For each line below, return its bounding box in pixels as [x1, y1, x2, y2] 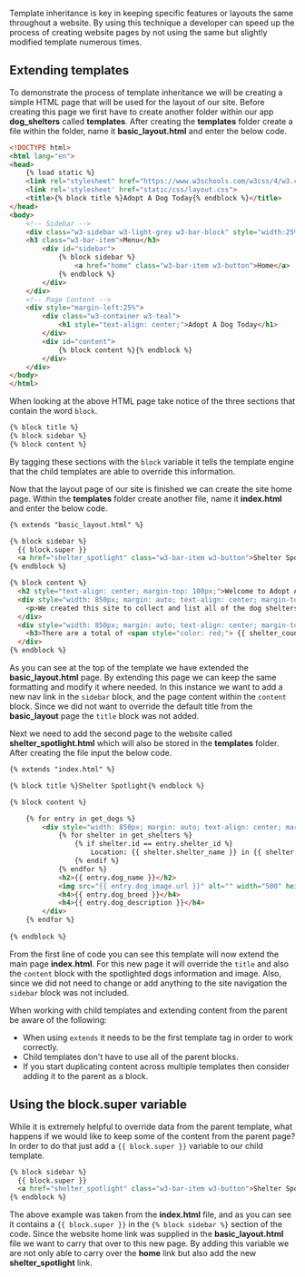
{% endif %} [74, 857, 120, 866]
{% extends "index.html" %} [9, 765, 116, 774]
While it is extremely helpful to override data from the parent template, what [9, 1121, 293, 1132]
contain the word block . [9, 406, 98, 417]
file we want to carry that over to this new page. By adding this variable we [9, 1238, 290, 1249]
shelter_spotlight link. [9, 1257, 93, 1269]
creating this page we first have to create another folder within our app [9, 106, 274, 117]
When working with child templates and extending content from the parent [9, 1005, 288, 1016]
